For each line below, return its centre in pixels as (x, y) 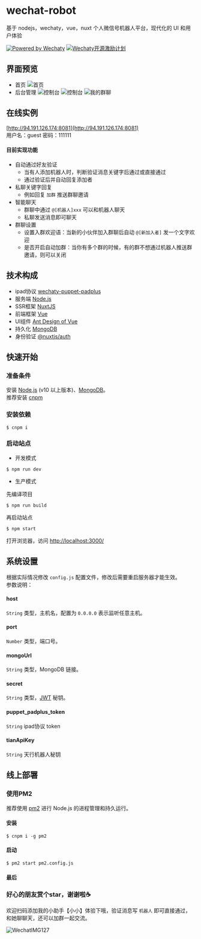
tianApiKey (20, 740)
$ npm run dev (24, 469)
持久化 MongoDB (36, 329)
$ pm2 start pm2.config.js (40, 863)
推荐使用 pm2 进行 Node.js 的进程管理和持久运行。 (69, 808)
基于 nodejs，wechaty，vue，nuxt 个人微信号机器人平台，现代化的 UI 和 (96, 28)
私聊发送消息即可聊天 (50, 217)
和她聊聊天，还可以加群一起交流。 (48, 918)
